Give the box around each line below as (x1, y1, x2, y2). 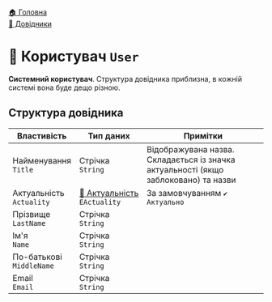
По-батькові (12, 251, 62, 262)
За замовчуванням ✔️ (147, 187, 228, 198)
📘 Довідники (8, 19, 53, 28)
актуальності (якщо (147, 164, 224, 175)
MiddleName (12, 261, 54, 270)
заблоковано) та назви (147, 174, 236, 185)
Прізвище (12, 208, 51, 219)
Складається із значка (147, 154, 236, 165)
